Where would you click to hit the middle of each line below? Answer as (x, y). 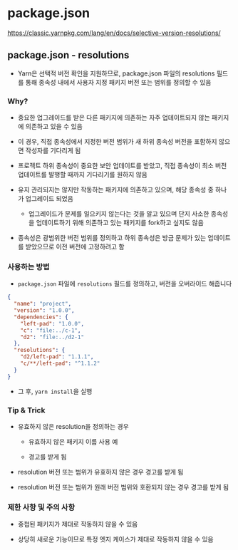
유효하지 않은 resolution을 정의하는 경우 (73, 427)
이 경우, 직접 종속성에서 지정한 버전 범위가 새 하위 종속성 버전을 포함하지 (117, 142)
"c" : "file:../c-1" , (51, 330)
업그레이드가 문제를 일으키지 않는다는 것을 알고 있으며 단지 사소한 (119, 214)
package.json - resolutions (68, 55)
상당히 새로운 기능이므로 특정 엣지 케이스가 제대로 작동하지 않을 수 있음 (115, 539)
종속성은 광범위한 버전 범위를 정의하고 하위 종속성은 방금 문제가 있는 (112, 238)
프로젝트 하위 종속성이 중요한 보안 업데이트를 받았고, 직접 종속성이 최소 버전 (122, 166)
